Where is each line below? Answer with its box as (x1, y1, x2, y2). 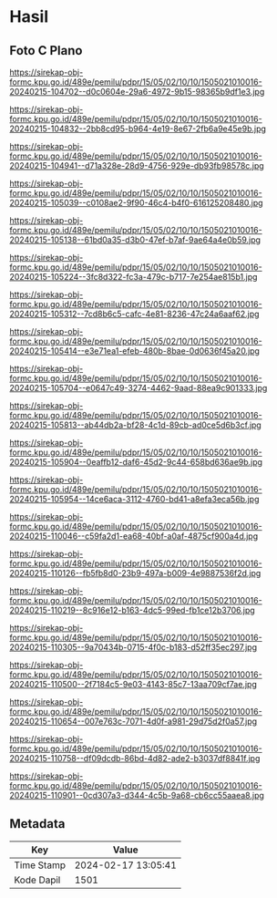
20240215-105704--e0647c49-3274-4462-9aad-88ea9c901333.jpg (9, 383, 268, 393)
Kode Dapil (14, 873, 61, 886)
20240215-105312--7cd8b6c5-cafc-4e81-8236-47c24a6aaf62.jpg (9, 308, 260, 319)
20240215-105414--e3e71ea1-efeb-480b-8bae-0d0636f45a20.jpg (9, 346, 260, 356)
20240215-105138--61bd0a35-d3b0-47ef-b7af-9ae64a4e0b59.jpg (9, 234, 262, 245)
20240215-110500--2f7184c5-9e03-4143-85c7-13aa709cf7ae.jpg (9, 679, 257, 689)
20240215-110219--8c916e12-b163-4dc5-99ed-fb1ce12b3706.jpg (9, 604, 255, 615)
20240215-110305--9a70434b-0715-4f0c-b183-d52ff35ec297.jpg (9, 642, 258, 653)
